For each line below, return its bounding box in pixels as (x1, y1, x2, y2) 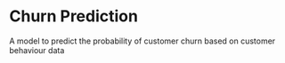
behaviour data (9, 44, 65, 55)
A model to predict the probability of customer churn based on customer (9, 35, 276, 46)
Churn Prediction (9, 6, 138, 27)
